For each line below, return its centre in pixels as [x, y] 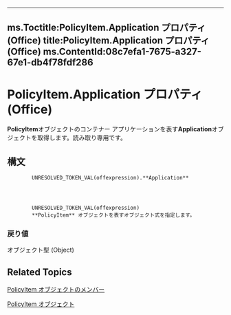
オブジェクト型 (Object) [41, 250]
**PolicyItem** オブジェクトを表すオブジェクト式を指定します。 [113, 215]
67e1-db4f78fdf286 [51, 63]
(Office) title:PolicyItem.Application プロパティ [108, 41]
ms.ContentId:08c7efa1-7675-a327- [122, 52]
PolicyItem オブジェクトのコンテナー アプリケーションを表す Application [109, 129]
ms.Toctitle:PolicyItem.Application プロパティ [107, 28]
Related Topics [40, 272]
